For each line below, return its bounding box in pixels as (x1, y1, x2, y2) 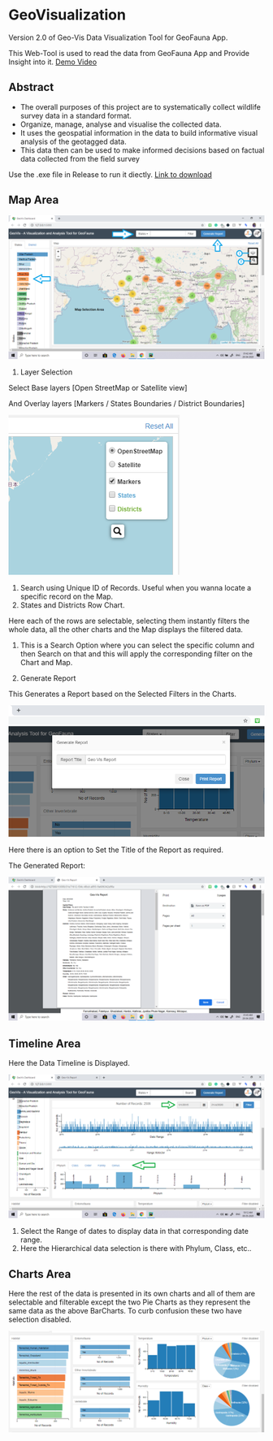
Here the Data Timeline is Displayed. (8, 1058, 130, 1068)
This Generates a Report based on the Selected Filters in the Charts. (8, 689, 237, 699)
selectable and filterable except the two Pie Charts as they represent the (8, 1297, 251, 1307)
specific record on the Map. (19, 591, 114, 601)
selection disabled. (8, 1314, 71, 1325)
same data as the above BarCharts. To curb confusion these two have (8, 1306, 242, 1316)
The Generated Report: (8, 861, 85, 871)
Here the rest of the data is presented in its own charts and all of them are (8, 1289, 256, 1299)
